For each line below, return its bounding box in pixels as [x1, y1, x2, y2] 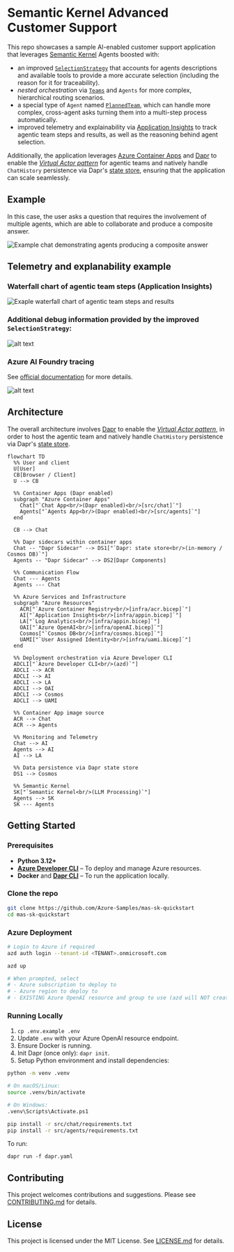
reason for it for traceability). [17, 78, 100, 86]
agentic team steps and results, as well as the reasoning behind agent [17, 130, 218, 139]
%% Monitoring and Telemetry [13, 733, 98, 740]
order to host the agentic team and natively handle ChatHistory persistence [7, 432, 224, 441]
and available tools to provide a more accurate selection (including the [17, 71, 219, 79]
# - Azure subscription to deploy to [7, 982, 117, 988]
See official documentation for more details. [7, 373, 134, 381]
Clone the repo [7, 889, 58, 899]
